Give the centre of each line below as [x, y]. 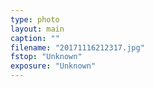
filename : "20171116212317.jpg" [77, 47]
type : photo [35, 19]
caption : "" [35, 38]
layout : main [37, 29]
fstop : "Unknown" [46, 57]
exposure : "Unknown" [53, 66]
